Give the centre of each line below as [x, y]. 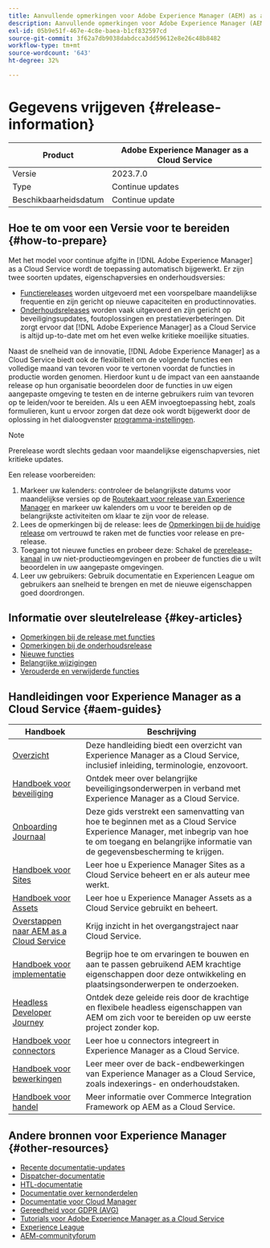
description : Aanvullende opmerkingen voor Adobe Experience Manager [127, 23]
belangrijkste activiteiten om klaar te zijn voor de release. [114, 516]
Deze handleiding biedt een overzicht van [164, 746]
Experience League [52, 1227]
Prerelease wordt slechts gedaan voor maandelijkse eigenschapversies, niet [134, 450]
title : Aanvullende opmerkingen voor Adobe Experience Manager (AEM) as [133, 16]
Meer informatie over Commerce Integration [168, 1097]
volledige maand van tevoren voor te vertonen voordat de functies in [122, 368]
